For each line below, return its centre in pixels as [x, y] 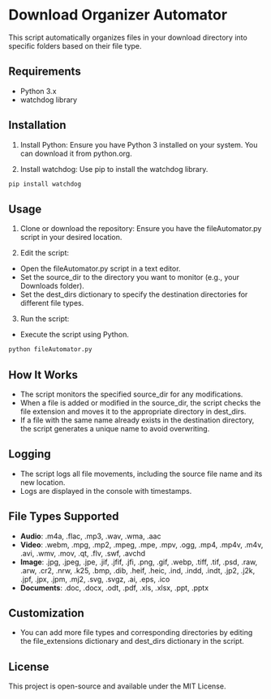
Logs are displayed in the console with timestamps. [106, 491]
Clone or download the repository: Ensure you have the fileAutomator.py [141, 229]
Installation [37, 125]
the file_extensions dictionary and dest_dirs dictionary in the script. [132, 641]
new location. [43, 482]
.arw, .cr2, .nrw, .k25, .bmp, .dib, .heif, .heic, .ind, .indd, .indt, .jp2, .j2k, [138, 570]
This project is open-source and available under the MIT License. [117, 686]
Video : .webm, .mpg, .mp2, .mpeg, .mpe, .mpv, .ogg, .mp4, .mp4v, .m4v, [142, 544]
